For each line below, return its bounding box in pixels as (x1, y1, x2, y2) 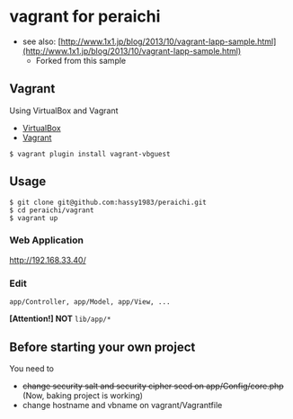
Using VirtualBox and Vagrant (9, 105, 119, 116)
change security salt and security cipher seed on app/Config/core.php (22, 380, 285, 391)
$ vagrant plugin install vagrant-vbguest (9, 149, 171, 158)
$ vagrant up (9, 213, 58, 222)
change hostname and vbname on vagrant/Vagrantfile (22, 399, 223, 410)
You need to (9, 362, 54, 374)
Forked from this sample (35, 55, 127, 66)
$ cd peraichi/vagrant (9, 205, 94, 215)
